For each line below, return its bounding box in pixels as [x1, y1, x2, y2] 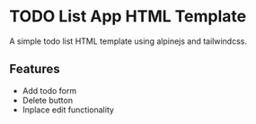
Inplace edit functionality [22, 104, 115, 115]
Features [9, 62, 60, 77]
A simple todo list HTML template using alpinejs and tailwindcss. [9, 36, 247, 46]
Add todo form [22, 85, 77, 95]
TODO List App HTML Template [9, 6, 247, 27]
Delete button [22, 95, 74, 105]
